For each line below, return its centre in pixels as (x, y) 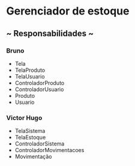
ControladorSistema (40, 144)
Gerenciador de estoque (68, 11)
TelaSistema (30, 131)
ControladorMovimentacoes (49, 150)
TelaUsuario (30, 76)
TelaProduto (30, 70)
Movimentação (33, 157)
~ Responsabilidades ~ (50, 34)
